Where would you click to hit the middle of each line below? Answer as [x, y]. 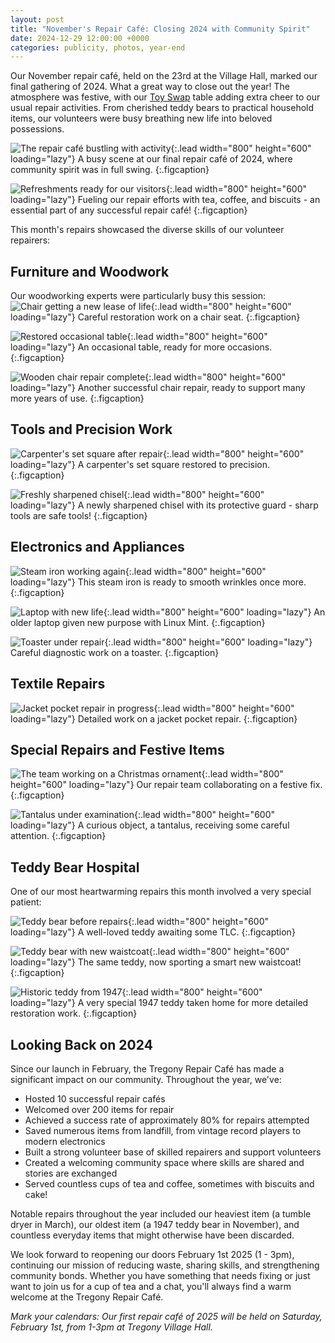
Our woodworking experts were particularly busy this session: [138, 296]
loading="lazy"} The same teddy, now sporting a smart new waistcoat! [156, 962]
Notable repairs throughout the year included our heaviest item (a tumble [161, 1213]
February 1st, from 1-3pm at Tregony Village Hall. [111, 1327]
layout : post [37, 19]
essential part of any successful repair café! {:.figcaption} [129, 210]
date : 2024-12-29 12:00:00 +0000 [80, 38]
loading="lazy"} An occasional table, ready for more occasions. [141, 347]
